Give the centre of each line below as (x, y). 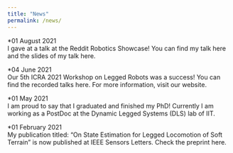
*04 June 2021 (29, 69)
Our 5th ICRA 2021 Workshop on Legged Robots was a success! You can (114, 77)
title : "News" (28, 14)
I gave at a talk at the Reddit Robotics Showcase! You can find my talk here (116, 48)
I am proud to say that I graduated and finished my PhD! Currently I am (111, 106)
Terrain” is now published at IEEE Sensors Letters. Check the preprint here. (117, 142)
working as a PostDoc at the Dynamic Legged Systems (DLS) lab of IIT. (111, 113)
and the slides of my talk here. (52, 56)
